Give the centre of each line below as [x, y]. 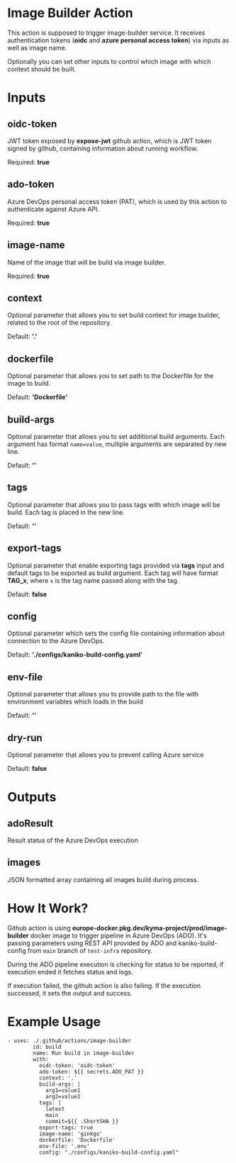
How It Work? [48, 908]
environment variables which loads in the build [75, 702]
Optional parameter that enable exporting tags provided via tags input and [116, 565]
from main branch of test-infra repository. [90, 950]
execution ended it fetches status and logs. [70, 972]
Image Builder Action [70, 13]
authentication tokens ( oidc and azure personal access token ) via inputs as [118, 40]
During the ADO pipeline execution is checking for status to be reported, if [116, 964]
